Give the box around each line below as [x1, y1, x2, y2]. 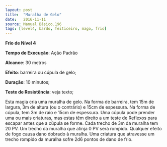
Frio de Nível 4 [5, 40, 36, 46]
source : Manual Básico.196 [5, 21, 62, 27]
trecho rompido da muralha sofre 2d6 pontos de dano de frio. [5, 136, 133, 142]
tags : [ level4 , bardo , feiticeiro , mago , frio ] [5, 26, 107, 31]
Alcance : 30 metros [5, 60, 47, 66]
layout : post [5, 7, 33, 13]
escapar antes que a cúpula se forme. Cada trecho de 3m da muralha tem [5, 120, 158, 126]
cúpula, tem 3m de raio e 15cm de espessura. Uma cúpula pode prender [5, 110, 155, 116]
